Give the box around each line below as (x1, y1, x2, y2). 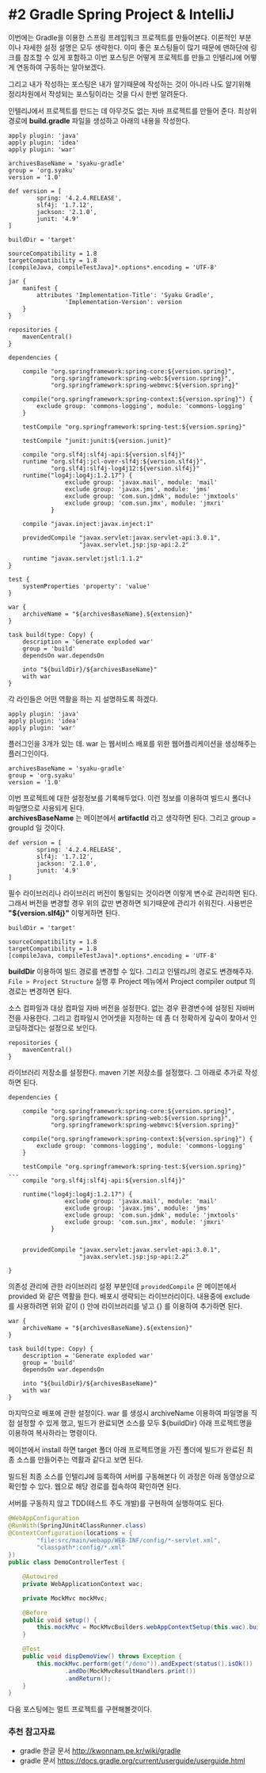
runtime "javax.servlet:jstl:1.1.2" (22, 555, 144, 562)
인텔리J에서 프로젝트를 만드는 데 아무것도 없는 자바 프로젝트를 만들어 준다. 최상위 (8, 105, 257, 116)
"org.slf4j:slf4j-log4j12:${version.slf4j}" (50, 464, 200, 472)
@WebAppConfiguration (8, 1514, 80, 1522)
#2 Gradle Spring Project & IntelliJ (8, 6, 235, 24)
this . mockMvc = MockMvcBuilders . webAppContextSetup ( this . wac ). (36, 1623, 249, 1631)
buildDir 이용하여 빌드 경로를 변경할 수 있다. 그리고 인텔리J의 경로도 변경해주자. (8, 967, 254, 976)
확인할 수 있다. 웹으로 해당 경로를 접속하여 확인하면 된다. (8, 1481, 181, 1491)
